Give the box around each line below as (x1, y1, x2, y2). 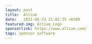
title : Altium (5, 12, 37, 17)
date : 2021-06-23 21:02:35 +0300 (5, 17, 80, 22)
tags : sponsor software (5, 31, 56, 36)
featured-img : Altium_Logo (5, 21, 62, 27)
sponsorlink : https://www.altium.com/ (5, 26, 87, 31)
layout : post (5, 7, 33, 13)
